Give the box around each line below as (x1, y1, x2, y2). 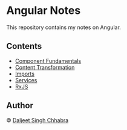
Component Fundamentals (15, 57, 82, 64)
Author (6, 100, 33, 111)
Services (15, 76, 37, 83)
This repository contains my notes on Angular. (6, 24, 121, 31)
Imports (15, 70, 35, 77)
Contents (6, 41, 42, 51)
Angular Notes (6, 4, 81, 18)
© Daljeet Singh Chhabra (6, 116, 69, 124)
